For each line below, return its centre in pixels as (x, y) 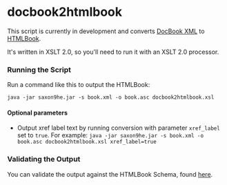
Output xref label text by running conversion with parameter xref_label (119, 128)
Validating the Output (44, 159)
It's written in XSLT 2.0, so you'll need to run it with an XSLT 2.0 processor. (113, 52)
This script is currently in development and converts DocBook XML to (106, 31)
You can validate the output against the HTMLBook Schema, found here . (110, 174)
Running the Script (39, 70)
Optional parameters (37, 113)
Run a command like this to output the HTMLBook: (79, 85)
